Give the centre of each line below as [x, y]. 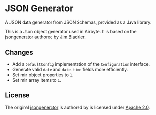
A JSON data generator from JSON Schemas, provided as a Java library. [78, 22]
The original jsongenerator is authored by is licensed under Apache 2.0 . [78, 107]
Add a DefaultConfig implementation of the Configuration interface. [81, 64]
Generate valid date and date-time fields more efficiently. [70, 69]
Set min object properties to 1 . [43, 75]
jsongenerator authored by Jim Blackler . [45, 37]
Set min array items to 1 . [37, 80]
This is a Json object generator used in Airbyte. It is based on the [71, 31]
